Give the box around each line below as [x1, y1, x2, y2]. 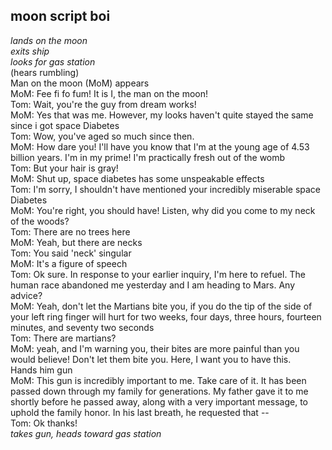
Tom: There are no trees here [10, 225, 131, 238]
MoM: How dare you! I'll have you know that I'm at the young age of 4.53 [10, 140, 310, 153]
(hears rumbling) [10, 66, 80, 78]
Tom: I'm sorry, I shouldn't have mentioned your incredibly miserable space [10, 183, 321, 195]
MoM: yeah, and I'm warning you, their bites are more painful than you [10, 342, 300, 354]
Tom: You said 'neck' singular [10, 247, 132, 259]
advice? [10, 289, 43, 301]
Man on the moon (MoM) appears [10, 77, 150, 89]
